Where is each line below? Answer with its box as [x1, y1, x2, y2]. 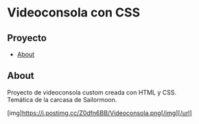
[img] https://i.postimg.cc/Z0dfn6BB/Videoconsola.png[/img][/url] [7, 108, 192, 117]
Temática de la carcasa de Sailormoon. [7, 95, 117, 103]
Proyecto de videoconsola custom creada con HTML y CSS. [7, 88, 177, 97]
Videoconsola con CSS [7, 5, 141, 21]
